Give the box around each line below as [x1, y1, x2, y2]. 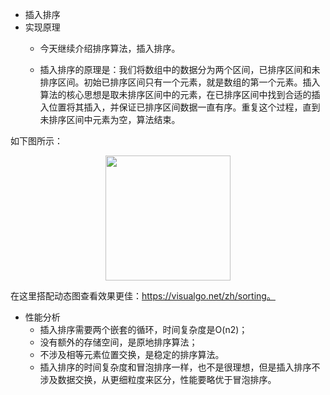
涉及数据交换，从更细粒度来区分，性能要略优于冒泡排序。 [39, 374, 277, 385]
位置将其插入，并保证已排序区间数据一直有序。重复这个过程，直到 [48, 101, 321, 113]
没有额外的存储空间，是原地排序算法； [39, 336, 198, 348]
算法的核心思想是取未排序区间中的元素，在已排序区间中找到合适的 [39, 89, 312, 100]
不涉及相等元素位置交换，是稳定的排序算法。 [39, 349, 225, 360]
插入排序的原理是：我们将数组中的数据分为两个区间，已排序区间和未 [39, 64, 321, 75]
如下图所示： [10, 135, 63, 147]
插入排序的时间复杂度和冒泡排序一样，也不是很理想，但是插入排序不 [39, 361, 321, 373]
